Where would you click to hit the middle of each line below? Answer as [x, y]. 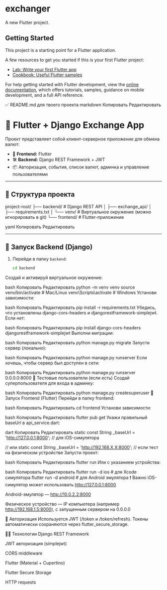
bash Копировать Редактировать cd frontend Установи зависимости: [78, 408]
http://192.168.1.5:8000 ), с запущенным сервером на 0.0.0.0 [68, 509]
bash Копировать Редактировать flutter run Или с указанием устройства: [83, 462]
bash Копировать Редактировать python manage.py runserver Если [76, 358]
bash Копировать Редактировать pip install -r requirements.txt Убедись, [81, 307]
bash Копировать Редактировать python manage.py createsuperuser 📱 [80, 393]
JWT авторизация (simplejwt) [36, 544]
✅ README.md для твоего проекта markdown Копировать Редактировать [83, 105]
